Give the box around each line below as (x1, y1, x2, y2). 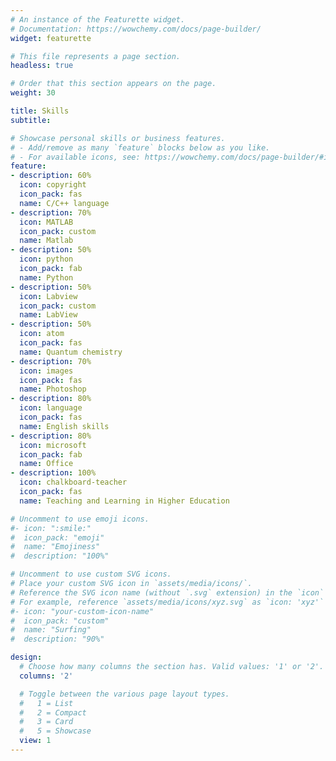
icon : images (19, 366, 74, 376)
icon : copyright (19, 180, 87, 190)
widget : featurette (10, 33, 92, 43)
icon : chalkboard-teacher (19, 477, 128, 488)
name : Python (19, 272, 74, 283)
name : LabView (19, 310, 78, 320)
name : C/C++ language (19, 198, 110, 208)
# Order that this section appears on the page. (10, 79, 217, 89)
